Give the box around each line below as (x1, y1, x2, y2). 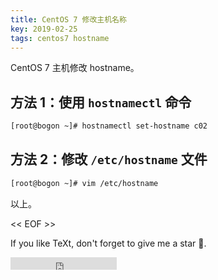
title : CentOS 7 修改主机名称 (10, 14, 127, 25)
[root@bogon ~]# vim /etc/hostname (10, 178, 159, 188)
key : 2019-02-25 (10, 24, 78, 34)
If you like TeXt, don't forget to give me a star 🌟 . (10, 237, 207, 249)
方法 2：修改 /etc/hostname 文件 (10, 151, 208, 168)
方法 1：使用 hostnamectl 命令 (10, 94, 192, 111)
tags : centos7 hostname (10, 33, 110, 43)
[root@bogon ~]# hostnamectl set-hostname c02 (10, 121, 208, 131)
